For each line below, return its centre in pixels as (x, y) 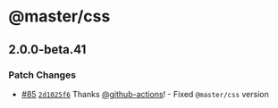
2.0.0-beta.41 (47, 50)
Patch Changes (42, 75)
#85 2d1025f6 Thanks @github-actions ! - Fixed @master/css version (145, 94)
